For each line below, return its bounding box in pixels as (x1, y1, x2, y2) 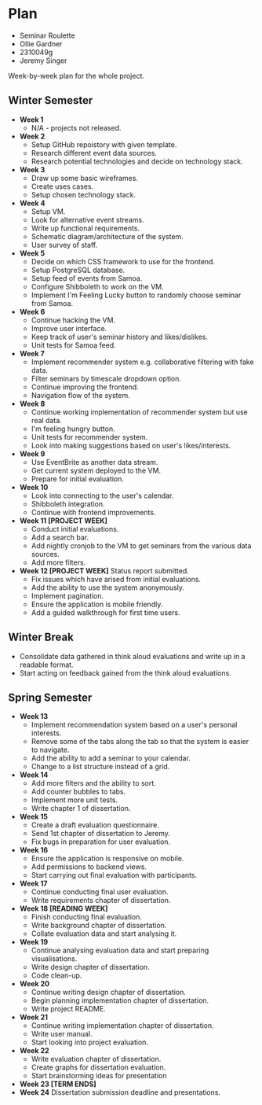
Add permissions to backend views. (31, 862, 147, 871)
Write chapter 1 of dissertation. (31, 804, 131, 813)
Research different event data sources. (31, 148, 157, 157)
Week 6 (19, 307, 45, 316)
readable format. (19, 660, 74, 669)
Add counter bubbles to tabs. (31, 787, 126, 797)
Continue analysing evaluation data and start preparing (31, 945, 209, 956)
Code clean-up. (31, 971, 82, 980)
